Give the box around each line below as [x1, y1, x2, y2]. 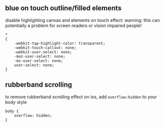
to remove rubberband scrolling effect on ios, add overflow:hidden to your [5, 94, 158, 100]
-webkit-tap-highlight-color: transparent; [14, 41, 106, 46]
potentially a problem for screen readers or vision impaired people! [5, 22, 142, 28]
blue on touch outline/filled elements [5, 4, 122, 12]
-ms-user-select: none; [14, 58, 64, 63]
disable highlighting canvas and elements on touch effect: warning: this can [5, 17, 160, 23]
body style [5, 99, 27, 105]
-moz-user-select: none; [14, 54, 66, 59]
